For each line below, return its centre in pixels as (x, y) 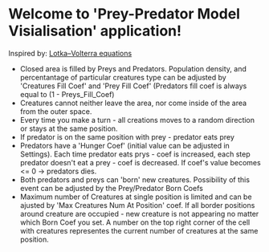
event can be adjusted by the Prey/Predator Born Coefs (111, 188)
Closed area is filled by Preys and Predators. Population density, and (133, 68)
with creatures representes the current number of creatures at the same (139, 230)
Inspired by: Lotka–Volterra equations (70, 53)
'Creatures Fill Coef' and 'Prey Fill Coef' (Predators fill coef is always (133, 86)
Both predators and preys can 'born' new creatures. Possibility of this (135, 179)
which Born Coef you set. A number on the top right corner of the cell (135, 222)
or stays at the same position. (69, 128)
